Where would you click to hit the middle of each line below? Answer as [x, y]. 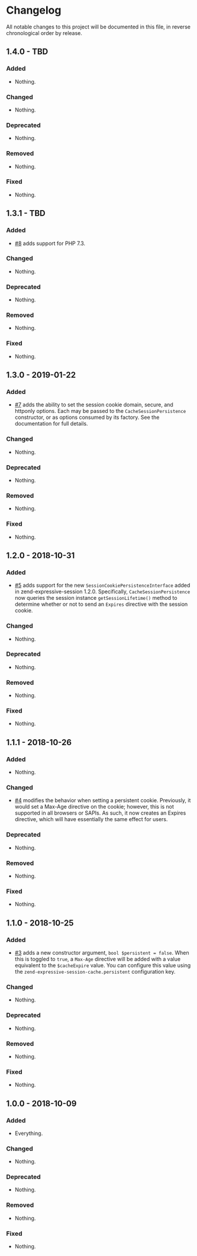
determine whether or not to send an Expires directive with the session [101, 604]
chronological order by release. [44, 33]
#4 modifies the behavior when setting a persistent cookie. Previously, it [103, 800]
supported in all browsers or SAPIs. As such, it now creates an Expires [100, 813]
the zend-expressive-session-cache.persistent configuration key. [95, 972]
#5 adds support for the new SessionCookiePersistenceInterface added [102, 586]
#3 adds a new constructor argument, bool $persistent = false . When [102, 953]
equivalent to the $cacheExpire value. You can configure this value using [103, 965]
